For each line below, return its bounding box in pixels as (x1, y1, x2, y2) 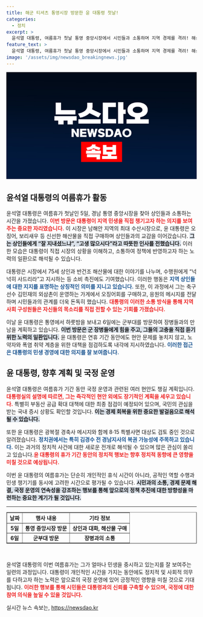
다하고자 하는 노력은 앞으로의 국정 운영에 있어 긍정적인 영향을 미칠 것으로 (12, 576, 184, 583)
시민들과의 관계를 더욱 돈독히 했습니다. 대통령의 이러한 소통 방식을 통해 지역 (17, 298, 194, 305)
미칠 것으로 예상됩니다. (6, 458, 60, 465)
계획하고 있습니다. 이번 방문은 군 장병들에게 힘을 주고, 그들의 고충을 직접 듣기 (17, 326, 196, 334)
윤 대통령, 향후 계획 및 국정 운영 (6, 368, 115, 378)
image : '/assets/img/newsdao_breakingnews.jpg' (6, 54, 129, 60)
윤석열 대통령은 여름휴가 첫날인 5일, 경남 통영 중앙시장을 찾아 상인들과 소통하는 (6, 210, 192, 217)
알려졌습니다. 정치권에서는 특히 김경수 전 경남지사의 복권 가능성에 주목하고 (6, 436, 179, 443)
